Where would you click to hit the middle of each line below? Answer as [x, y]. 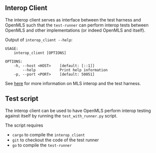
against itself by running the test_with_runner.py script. [61, 116]
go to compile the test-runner [42, 145]
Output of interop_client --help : [39, 40]
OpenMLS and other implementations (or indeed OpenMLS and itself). [75, 30]
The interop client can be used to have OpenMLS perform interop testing [78, 110]
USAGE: [12, 48]
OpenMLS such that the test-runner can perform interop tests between [77, 25]
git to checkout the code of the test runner [55, 140]
